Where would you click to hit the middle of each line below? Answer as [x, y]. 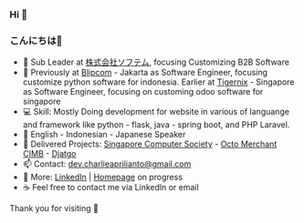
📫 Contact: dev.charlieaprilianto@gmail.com [107, 164]
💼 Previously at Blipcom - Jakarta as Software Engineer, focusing [145, 73]
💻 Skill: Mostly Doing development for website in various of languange [156, 112]
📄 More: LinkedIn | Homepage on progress [103, 177]
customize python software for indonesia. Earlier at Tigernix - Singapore [158, 82]
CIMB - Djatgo [49, 154]
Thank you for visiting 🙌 [54, 208]
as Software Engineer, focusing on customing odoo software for [143, 92]
